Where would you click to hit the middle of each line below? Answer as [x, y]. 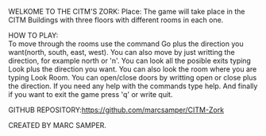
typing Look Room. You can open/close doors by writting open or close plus [133, 78]
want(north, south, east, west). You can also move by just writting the [122, 52]
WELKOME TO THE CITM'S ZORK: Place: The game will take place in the [127, 12]
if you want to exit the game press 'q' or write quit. [91, 94]
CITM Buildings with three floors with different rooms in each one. [116, 20]
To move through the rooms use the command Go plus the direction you [126, 44]
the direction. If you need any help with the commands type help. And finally [133, 86]
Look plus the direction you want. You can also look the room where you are [133, 69]
